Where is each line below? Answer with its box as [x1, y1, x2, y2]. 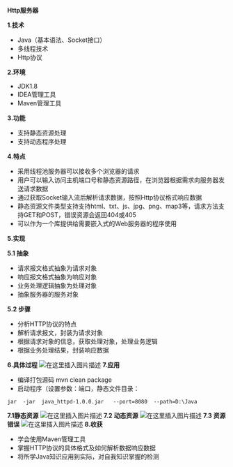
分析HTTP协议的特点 [17, 320, 77, 328]
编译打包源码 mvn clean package [17, 376, 113, 384]
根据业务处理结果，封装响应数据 [17, 346, 109, 354]
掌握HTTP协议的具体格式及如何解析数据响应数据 [17, 444, 156, 452]
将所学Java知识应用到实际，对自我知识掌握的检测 [17, 452, 160, 461]
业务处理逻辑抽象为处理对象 [17, 281, 97, 290]
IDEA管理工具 [17, 90, 56, 98]
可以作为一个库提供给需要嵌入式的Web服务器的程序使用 [17, 219, 177, 228]
